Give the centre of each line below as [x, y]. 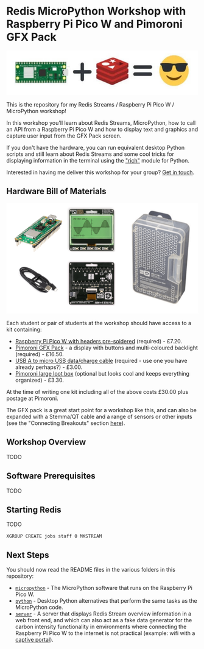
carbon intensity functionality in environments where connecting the [101, 627]
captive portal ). [34, 640]
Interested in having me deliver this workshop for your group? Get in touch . [100, 172]
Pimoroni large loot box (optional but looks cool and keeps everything [102, 374]
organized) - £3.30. [39, 380]
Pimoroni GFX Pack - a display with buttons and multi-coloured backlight [106, 348]
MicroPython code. [39, 608]
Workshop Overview [46, 442]
